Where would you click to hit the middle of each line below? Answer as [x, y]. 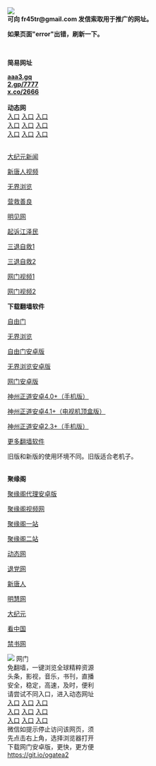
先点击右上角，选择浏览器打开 [50, 738]
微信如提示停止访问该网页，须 [50, 729]
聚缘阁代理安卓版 [32, 494]
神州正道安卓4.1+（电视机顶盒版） [56, 411]
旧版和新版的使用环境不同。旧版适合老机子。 [72, 456]
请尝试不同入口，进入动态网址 [50, 694]
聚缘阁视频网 [26, 509]
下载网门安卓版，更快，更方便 [50, 747]
